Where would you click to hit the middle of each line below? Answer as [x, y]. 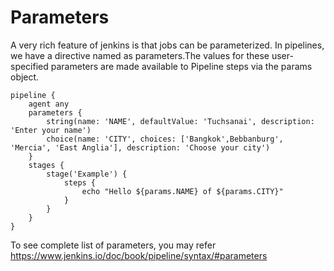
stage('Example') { [87, 174]
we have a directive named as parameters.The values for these [140, 55]
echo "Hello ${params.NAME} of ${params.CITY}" [182, 191]
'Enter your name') [51, 130]
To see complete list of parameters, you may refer [113, 245]
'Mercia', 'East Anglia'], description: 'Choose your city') [140, 147]
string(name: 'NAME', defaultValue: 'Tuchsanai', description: [180, 121]
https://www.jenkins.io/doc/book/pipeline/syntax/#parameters [139, 255]
